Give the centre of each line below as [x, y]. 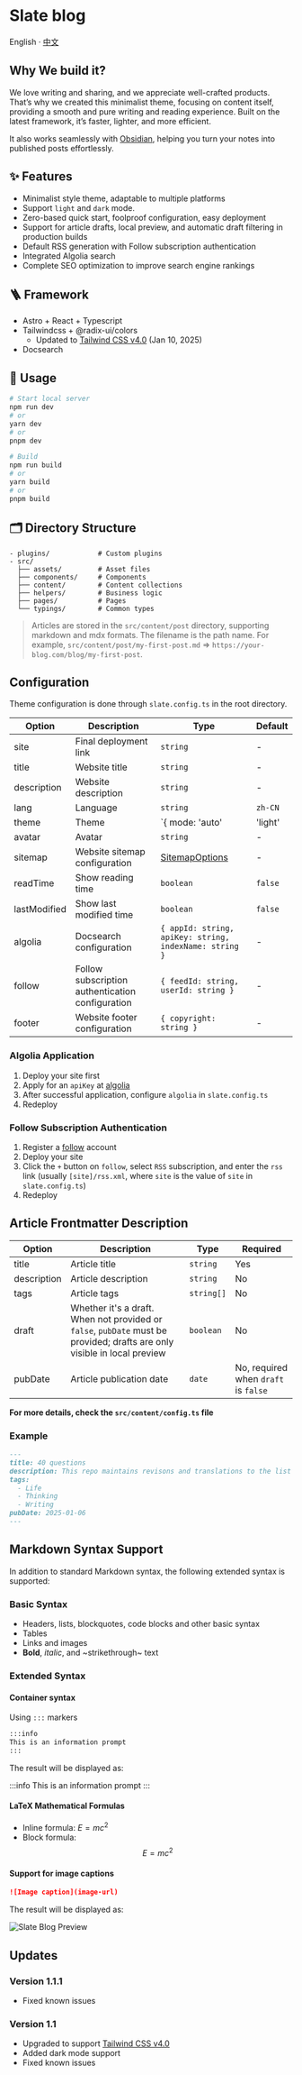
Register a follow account [69, 1147]
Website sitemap [110, 852]
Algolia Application [52, 1056]
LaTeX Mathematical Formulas [67, 1806]
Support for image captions [62, 1873]
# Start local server [50, 399]
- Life [30, 1488]
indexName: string [200, 946]
